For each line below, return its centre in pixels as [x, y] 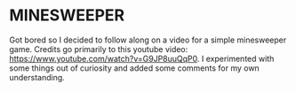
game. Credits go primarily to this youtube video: [99, 49]
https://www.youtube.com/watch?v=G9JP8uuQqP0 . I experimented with [142, 58]
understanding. [37, 77]
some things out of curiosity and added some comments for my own [134, 68]
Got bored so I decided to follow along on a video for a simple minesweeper [148, 40]
